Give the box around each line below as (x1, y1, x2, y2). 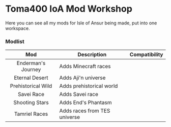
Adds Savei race (59, 91, 98, 98)
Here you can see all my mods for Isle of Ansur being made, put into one (5, 20, 157, 26)
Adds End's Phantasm (59, 99, 112, 106)
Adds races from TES (59, 107, 110, 114)
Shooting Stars (13, 99, 49, 106)
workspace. (5, 25, 30, 31)
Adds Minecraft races (59, 63, 111, 70)
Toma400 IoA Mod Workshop (5, 3, 132, 15)
